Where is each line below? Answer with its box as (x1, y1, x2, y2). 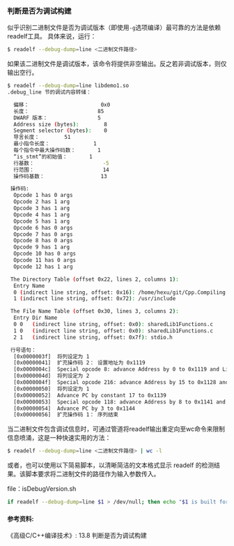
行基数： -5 (13, 159, 109, 167)
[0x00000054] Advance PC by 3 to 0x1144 (13, 405, 136, 412)
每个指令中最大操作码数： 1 (13, 147, 101, 154)
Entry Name (13, 282, 45, 289)
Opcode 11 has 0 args (13, 257, 77, 264)
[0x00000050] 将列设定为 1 (13, 385, 90, 392)
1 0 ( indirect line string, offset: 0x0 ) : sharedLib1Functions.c (13, 327, 214, 334)
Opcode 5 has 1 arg (13, 218, 70, 225)
